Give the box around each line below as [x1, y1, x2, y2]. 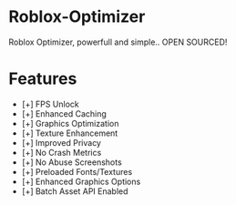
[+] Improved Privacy [21, 137, 102, 148]
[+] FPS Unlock [21, 98, 79, 109]
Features [8, 68, 77, 89]
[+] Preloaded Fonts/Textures [21, 166, 133, 177]
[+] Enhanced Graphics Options [21, 176, 141, 187]
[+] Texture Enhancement [21, 128, 118, 138]
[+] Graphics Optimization [21, 118, 119, 128]
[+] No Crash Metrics [21, 147, 102, 158]
